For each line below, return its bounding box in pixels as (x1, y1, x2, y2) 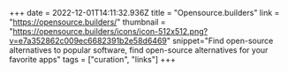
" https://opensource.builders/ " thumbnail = (9, 17, 166, 27)
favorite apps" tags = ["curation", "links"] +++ (9, 55, 177, 64)
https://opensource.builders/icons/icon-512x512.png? (12, 26, 208, 36)
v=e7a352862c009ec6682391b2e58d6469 (9, 35, 168, 46)
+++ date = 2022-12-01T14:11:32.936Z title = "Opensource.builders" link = (9, 8, 280, 18)
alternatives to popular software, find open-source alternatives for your (9, 45, 269, 55)
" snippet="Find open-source (166, 35, 274, 46)
